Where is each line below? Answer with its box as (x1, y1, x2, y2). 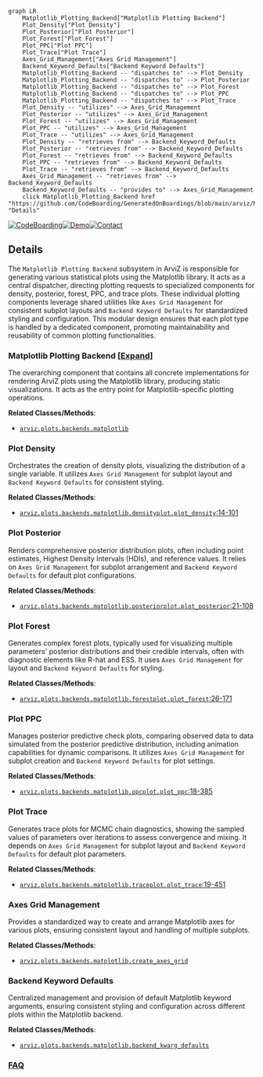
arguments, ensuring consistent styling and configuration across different (8, 1002, 245, 1011)
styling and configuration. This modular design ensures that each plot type (8, 314, 249, 323)
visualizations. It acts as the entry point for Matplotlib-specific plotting (8, 385, 234, 394)
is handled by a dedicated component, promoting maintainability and (8, 322, 229, 331)
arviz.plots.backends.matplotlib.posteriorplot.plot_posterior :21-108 (19, 601, 254, 610)
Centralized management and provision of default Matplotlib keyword (8, 993, 232, 1002)
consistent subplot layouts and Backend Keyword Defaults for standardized (8, 305, 248, 315)
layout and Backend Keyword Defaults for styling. (8, 663, 164, 673)
